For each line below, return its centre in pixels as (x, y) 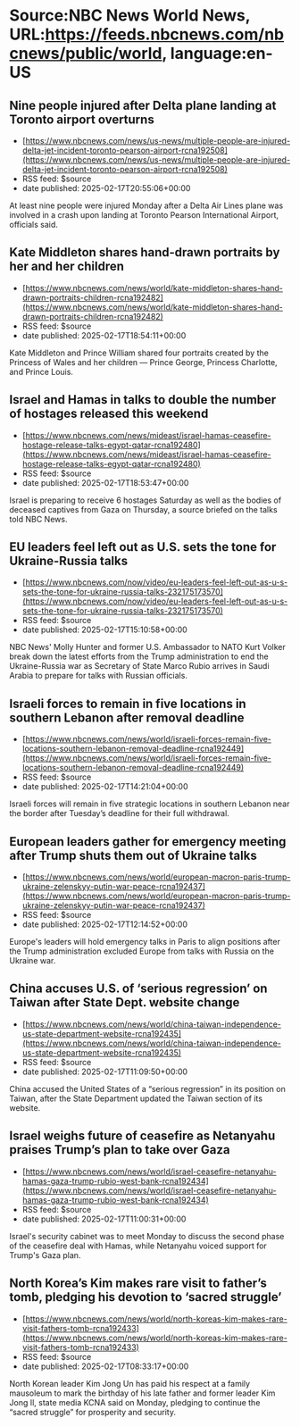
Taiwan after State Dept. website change (125, 1002)
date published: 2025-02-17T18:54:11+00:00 (104, 335)
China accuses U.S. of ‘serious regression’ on (138, 989)
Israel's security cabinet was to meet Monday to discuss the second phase (147, 1236)
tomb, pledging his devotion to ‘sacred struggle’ (146, 1297)
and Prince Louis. (42, 371)
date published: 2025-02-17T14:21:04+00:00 (105, 787)
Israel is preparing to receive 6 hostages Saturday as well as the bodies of (146, 500)
